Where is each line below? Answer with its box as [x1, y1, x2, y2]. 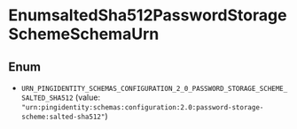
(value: [74, 92, 101, 102]
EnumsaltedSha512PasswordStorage [8, 5, 287, 26]
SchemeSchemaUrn [8, 24, 160, 44]
